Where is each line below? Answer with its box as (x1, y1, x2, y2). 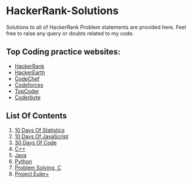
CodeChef (14, 75, 40, 82)
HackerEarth (14, 69, 45, 76)
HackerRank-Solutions (6, 4, 119, 18)
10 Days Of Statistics (14, 127, 65, 134)
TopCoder (14, 87, 39, 95)
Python (14, 158, 32, 165)
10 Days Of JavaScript (14, 132, 69, 139)
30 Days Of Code (14, 139, 57, 146)
